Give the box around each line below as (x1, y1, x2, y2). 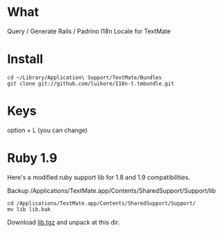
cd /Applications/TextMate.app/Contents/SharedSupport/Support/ (7, 200, 196, 207)
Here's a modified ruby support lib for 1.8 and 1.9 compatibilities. (7, 173, 191, 181)
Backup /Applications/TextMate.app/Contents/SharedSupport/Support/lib (7, 186, 216, 194)
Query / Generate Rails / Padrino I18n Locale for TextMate (7, 27, 171, 35)
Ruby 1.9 (7, 150, 57, 166)
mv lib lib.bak (7, 205, 51, 213)
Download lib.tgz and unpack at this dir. (7, 218, 120, 226)
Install (7, 51, 43, 67)
